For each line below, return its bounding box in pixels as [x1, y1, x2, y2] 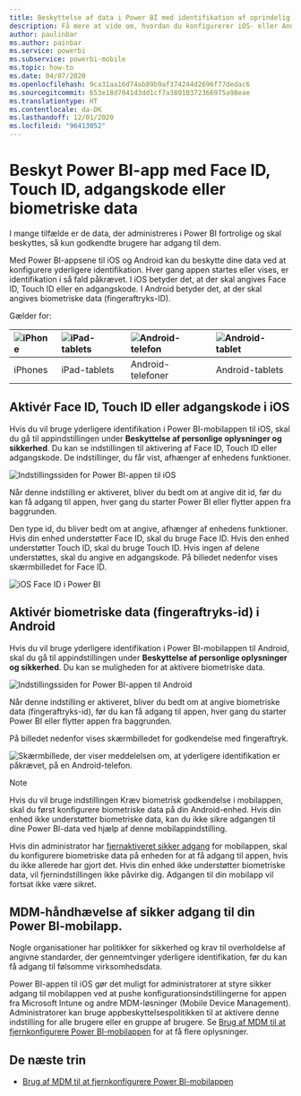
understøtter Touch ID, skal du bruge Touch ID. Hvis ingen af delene [9, 542, 260, 552]
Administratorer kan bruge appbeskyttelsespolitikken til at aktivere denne [9, 1007, 279, 1018]
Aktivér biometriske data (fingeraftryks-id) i [9, 605, 260, 620]
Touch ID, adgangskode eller [9, 179, 226, 200]
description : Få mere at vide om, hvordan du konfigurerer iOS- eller [9, 22, 279, 30]
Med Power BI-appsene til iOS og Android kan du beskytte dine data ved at [9, 255, 287, 265]
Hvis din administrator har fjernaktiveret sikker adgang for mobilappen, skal [9, 840, 288, 851]
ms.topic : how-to [9, 64, 74, 73]
